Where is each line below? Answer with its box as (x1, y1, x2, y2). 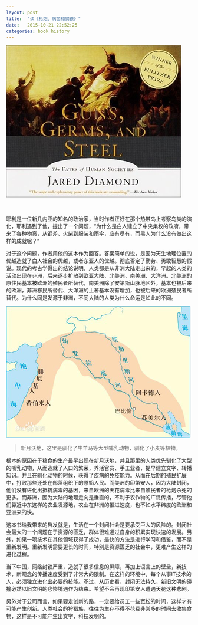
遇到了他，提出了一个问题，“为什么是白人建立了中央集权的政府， (26, 223, 184, 230)
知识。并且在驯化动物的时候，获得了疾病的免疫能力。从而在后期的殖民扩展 (6, 472, 187, 479)
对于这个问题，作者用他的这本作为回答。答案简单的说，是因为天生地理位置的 (6, 250, 192, 257)
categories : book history (6, 28, 70, 34)
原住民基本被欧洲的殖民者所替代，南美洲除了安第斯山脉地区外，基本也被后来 (6, 279, 192, 287)
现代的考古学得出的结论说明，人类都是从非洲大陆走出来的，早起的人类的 (16, 265, 192, 272)
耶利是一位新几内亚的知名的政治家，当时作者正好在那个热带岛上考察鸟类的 (6, 215, 187, 222)
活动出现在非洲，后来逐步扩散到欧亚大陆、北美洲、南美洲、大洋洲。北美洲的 (6, 272, 192, 279)
